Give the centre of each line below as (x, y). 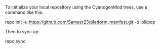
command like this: (24, 12)
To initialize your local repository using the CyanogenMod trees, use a (76, 7)
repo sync (15, 41)
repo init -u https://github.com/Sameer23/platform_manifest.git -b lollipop (80, 22)
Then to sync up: (22, 31)
